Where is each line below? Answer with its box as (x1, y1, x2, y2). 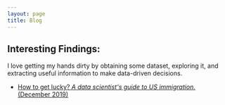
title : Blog (7, 17, 42, 24)
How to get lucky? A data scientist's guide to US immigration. (17, 82, 195, 92)
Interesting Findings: (7, 43, 101, 55)
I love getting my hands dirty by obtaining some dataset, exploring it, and (7, 61, 219, 70)
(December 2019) (17, 90, 69, 99)
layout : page (7, 10, 46, 18)
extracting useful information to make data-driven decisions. (7, 69, 183, 78)
